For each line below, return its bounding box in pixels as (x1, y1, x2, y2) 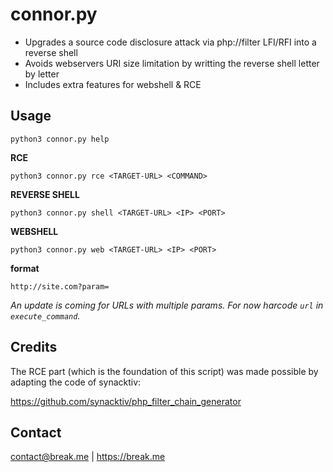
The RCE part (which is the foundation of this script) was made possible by (10, 365, 319, 377)
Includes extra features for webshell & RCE (24, 78, 202, 90)
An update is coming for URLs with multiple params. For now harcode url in (10, 299, 324, 311)
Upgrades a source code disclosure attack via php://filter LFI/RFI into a (24, 36, 317, 48)
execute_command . (10, 309, 81, 322)
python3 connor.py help (10, 134, 110, 144)
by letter (24, 68, 60, 80)
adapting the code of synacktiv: (10, 376, 142, 388)
